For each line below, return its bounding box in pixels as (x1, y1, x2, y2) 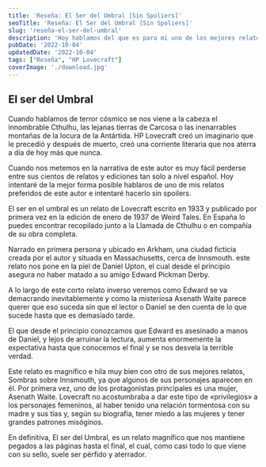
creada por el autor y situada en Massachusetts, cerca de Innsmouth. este (8, 253, 251, 262)
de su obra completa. (8, 229, 78, 238)
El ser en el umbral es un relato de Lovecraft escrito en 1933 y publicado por (8, 203, 257, 213)
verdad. (8, 351, 33, 361)
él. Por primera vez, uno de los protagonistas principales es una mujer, (8, 383, 239, 393)
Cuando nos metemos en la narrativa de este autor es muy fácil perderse (8, 163, 247, 172)
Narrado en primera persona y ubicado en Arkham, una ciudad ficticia (8, 244, 237, 254)
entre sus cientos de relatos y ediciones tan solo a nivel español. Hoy (8, 172, 234, 181)
